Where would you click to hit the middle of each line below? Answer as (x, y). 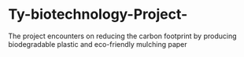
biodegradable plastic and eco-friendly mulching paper (98, 44)
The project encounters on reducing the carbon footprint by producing (123, 36)
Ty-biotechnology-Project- (98, 14)
